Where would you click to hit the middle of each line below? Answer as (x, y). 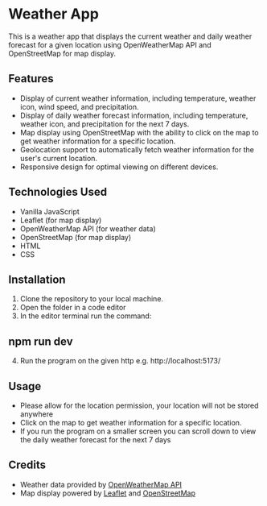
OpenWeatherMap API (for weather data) (88, 228)
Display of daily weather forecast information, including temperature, (134, 115)
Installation (37, 279)
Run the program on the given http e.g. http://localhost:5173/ (120, 361)
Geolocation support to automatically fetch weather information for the (137, 149)
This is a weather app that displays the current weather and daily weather (130, 36)
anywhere (37, 414)
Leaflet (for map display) (61, 220)
